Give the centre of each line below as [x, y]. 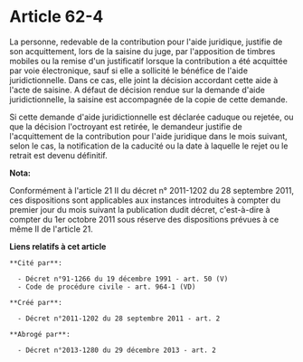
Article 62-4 [57, 17]
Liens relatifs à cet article [58, 246]
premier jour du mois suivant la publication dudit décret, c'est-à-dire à [140, 209]
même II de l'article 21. [51, 229]
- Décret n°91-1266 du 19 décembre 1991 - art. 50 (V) [123, 279]
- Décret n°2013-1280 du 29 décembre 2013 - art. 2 [117, 350]
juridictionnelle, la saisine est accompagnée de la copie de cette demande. [148, 99]
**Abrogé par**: [40, 334]
